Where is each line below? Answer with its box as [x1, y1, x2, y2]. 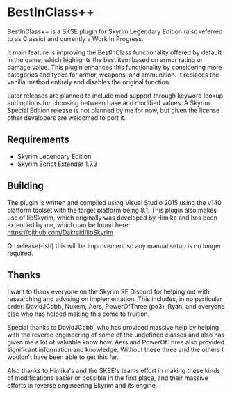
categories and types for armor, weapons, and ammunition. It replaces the [7, 70, 219, 79]
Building [7, 180, 44, 192]
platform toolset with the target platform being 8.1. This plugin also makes [7, 206, 217, 214]
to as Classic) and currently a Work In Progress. [7, 34, 144, 43]
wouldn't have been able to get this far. [7, 353, 119, 361]
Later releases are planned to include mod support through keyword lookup [7, 91, 224, 100]
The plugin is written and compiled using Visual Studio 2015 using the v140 [7, 198, 222, 206]
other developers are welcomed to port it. [7, 113, 126, 122]
